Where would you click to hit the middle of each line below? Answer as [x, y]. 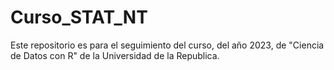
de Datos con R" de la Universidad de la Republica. [115, 55]
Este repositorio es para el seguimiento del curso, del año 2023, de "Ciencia [167, 45]
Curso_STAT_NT [79, 17]
